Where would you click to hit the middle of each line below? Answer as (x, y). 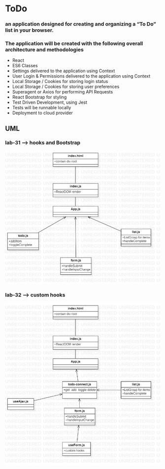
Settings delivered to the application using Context (64, 71)
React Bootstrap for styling (39, 97)
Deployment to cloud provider (42, 113)
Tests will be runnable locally (42, 108)
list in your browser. (29, 30)
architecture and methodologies (44, 50)
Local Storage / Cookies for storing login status (60, 82)
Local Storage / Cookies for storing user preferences (66, 86)
